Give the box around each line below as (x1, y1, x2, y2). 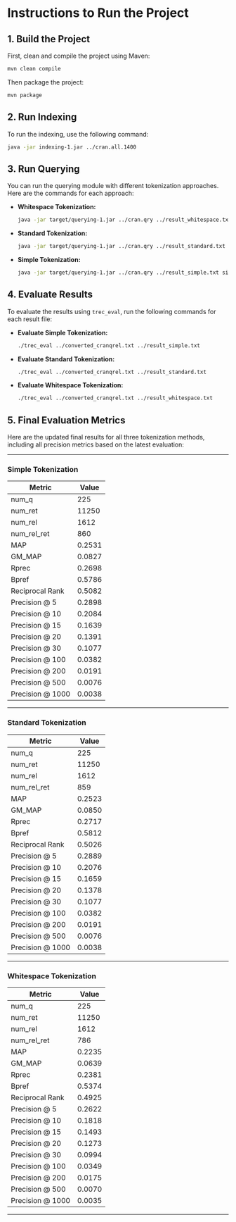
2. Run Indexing (7, 111, 77, 123)
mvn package (7, 92, 42, 99)
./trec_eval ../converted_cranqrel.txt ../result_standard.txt (17, 368, 207, 375)
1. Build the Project (7, 33, 91, 45)
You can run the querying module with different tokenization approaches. (7, 182, 219, 190)
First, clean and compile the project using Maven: (7, 51, 150, 60)
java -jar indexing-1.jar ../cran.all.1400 (7, 143, 137, 151)
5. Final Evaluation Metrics (7, 414, 126, 426)
